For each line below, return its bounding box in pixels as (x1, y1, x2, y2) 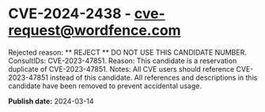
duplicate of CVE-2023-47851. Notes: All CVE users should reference (8, 64, 235, 73)
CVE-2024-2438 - (8, 5, 132, 23)
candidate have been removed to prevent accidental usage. (8, 80, 203, 91)
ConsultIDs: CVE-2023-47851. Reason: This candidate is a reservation (8, 56, 237, 65)
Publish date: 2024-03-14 (8, 96, 94, 106)
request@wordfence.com (8, 21, 181, 39)
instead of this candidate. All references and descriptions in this (50, 73, 258, 82)
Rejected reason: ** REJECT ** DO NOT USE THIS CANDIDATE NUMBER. (8, 47, 247, 57)
